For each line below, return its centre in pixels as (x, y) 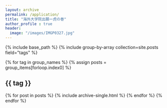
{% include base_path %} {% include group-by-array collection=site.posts (82, 47)
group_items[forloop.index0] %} (38, 67)
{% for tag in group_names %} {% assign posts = (56, 62)
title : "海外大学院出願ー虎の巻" (36, 19)
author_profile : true (29, 24)
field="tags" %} (21, 52)
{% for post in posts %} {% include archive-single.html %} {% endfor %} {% (84, 95)
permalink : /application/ (32, 14)
